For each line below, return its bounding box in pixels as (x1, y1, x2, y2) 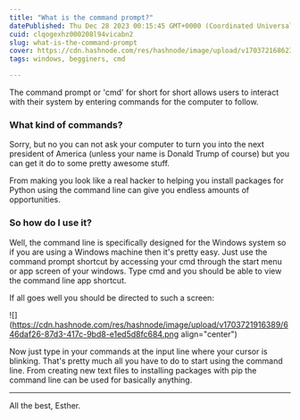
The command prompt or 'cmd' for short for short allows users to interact (9, 87, 279, 97)
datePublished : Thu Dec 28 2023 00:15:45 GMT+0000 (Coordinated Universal (9, 21, 294, 30)
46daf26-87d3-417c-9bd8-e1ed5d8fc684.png (9, 328, 179, 340)
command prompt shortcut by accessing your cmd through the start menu (9, 256, 283, 266)
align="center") (180, 328, 238, 340)
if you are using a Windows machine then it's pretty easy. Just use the (9, 247, 268, 257)
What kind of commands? (9, 118, 123, 130)
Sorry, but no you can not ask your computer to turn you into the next (9, 139, 265, 150)
